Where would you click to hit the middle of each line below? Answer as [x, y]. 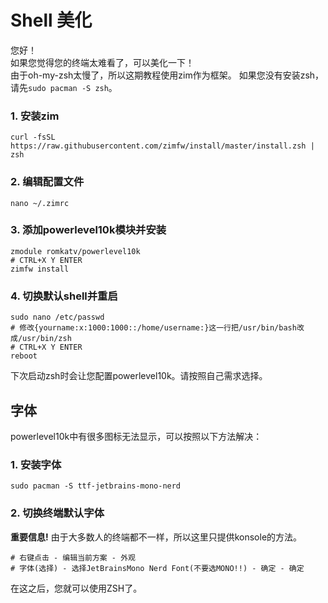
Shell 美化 [51, 20]
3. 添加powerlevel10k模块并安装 [88, 230]
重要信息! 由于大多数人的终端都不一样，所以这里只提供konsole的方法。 [156, 537]
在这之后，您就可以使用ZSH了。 [76, 588]
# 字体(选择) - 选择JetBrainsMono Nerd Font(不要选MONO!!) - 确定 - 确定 [157, 568]
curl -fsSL [33, 137]
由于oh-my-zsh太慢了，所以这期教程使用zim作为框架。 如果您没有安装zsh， [167, 75]
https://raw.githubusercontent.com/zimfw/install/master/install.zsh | [162, 146]
